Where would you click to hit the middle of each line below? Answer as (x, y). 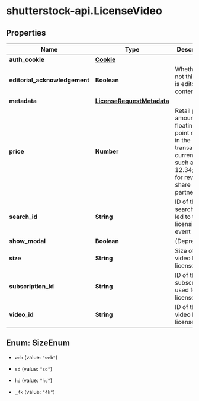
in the (182, 140)
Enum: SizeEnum (38, 343)
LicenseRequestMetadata (132, 101)
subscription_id (32, 286)
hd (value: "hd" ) (33, 380)
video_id (21, 314)
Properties (26, 33)
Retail (182, 111)
